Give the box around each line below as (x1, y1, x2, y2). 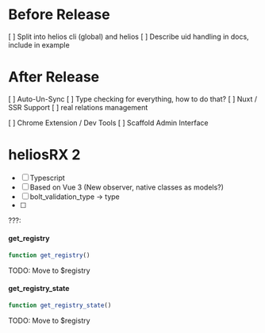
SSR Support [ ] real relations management (8, 102, 148, 112)
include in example (8, 40, 70, 49)
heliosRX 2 (8, 146, 81, 164)
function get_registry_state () (8, 301, 112, 310)
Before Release (8, 6, 110, 24)
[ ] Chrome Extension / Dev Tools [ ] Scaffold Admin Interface (8, 117, 209, 128)
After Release (8, 68, 100, 86)
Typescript (29, 173, 65, 182)
